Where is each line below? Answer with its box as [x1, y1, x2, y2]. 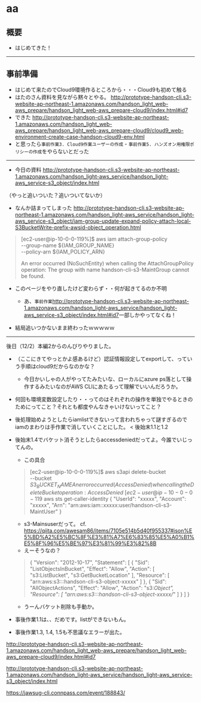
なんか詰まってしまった [14, 204, 72, 211]
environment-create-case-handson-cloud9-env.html [14, 133, 145, 140]
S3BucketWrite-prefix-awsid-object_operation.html [14, 223, 142, 231]
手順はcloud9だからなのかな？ [20, 362, 96, 370]
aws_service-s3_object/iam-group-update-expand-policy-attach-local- [14, 217, 191, 225]
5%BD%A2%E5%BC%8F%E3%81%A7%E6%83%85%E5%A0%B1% [23, 533, 195, 540]
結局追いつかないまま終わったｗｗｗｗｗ [14, 324, 115, 331]
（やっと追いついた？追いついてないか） [6, 191, 106, 199]
